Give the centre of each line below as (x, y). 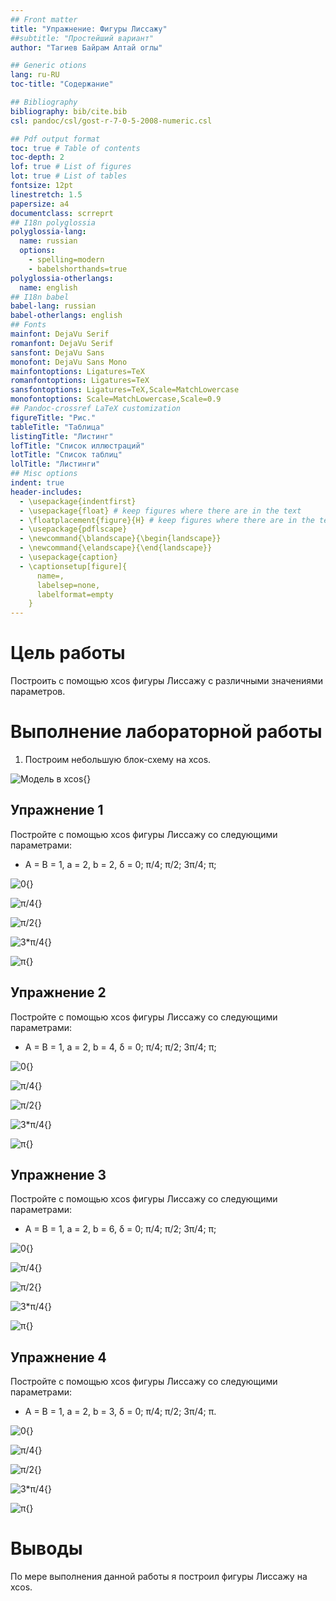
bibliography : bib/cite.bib (69, 111)
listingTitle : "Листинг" (62, 436)
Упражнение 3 (58, 1175)
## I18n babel (40, 297)
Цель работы (68, 653)
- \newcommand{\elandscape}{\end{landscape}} (116, 548)
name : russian (48, 241)
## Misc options (44, 474)
